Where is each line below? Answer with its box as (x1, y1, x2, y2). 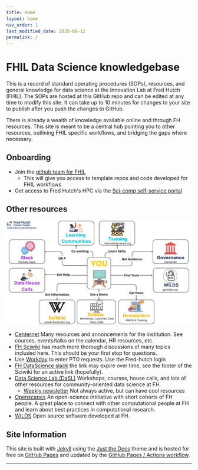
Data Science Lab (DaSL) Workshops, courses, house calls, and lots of (14, 375, 187, 382)
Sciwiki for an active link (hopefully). (14, 368, 103, 376)
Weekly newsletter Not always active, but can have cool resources (23, 387, 185, 394)
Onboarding (6, 152, 51, 162)
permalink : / (6, 34, 38, 41)
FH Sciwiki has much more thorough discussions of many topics (14, 343, 171, 351)
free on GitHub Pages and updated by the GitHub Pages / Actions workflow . (6, 452, 190, 458)
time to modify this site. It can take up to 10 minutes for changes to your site (6, 99, 190, 106)
